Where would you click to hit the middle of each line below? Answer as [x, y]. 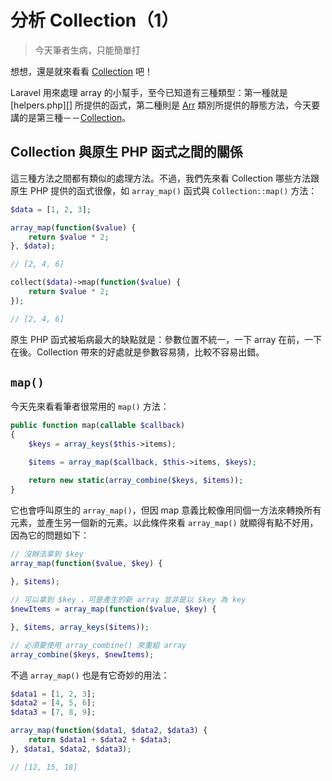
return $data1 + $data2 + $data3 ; [100, 740]
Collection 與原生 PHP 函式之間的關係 [126, 152]
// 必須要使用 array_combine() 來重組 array [98, 645]
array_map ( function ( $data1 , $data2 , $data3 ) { [109, 731]
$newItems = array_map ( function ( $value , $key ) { [113, 609]
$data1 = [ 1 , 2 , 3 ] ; [53, 694]
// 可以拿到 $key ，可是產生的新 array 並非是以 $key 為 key [128, 600]
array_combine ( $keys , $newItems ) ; [82, 654]
